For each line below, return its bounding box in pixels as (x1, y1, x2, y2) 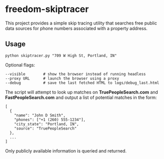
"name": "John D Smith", (14, 112, 66, 118)
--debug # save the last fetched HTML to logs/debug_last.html (5, 80, 160, 85)
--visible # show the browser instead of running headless (5, 71, 146, 76)
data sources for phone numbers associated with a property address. (5, 25, 148, 31)
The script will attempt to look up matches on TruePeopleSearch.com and (5, 89, 159, 95)
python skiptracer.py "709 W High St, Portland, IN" (5, 53, 117, 58)
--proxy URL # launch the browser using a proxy (5, 76, 120, 81)
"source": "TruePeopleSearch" (14, 126, 77, 131)
